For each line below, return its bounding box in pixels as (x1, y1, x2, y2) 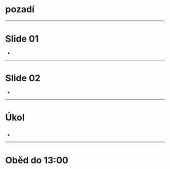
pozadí (5, 4, 34, 15)
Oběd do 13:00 (5, 154, 68, 166)
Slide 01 (5, 33, 39, 45)
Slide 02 (5, 73, 40, 84)
